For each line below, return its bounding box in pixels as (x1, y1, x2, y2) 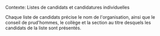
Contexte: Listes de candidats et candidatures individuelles (5, 5, 130, 10)
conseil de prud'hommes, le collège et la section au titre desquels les (5, 20, 151, 25)
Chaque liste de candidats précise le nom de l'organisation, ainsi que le (5, 14, 155, 20)
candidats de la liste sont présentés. (5, 25, 82, 31)
